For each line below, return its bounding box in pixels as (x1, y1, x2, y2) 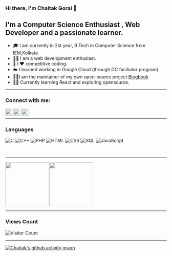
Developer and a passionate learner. (5, 28, 123, 37)
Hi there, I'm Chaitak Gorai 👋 (5, 5, 77, 12)
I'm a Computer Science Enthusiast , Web (5, 20, 140, 29)
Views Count (5, 218, 38, 225)
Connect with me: (5, 97, 51, 104)
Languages (5, 125, 34, 133)
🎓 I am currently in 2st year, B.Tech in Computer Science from (12, 42, 146, 48)
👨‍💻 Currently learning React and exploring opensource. (12, 79, 130, 85)
